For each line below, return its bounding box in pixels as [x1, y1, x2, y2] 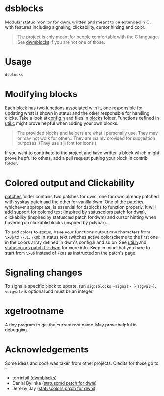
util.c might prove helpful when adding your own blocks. [5, 120, 118, 126]
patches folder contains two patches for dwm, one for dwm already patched [5, 193, 159, 199]
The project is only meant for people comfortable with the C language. [17, 34, 159, 40]
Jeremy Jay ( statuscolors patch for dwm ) [12, 385, 96, 391]
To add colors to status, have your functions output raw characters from [5, 229, 151, 235]
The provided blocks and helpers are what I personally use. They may [17, 130, 158, 136]
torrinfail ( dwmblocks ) [12, 375, 57, 381]
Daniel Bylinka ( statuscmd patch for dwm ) [12, 380, 97, 386]
